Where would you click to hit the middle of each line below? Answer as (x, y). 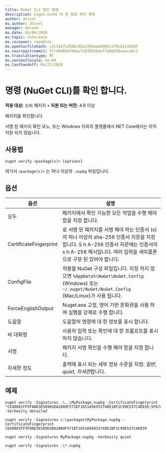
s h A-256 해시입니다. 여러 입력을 (100, 251)
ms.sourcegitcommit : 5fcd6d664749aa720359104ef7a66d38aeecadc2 (72, 51)
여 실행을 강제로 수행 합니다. (93, 312)
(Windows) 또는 (81, 283)
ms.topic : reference (26, 38)
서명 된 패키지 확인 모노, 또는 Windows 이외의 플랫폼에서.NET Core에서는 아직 (81, 126)
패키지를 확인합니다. (24, 116)
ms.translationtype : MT (30, 56)
